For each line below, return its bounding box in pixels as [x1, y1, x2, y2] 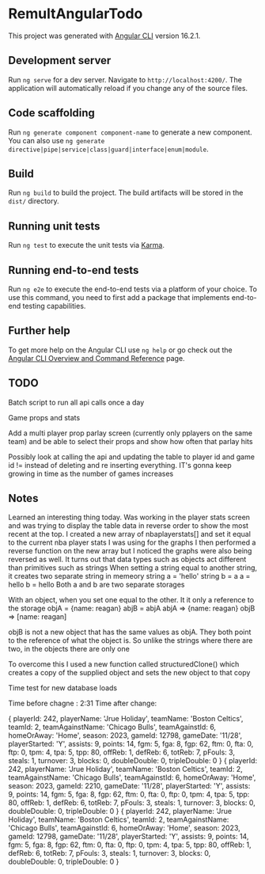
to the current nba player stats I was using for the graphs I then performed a [8, 538, 256, 547]
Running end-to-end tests [8, 263, 139, 277]
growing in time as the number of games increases [8, 469, 174, 478]
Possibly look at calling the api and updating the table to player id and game [8, 452, 256, 462]
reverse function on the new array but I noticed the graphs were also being [8, 546, 252, 556]
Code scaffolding [8, 106, 95, 120]
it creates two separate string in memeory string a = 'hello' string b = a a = [8, 572, 251, 581]
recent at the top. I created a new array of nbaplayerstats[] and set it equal [8, 530, 252, 539]
